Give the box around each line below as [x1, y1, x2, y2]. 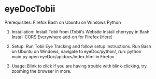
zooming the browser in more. [11, 68, 71, 74]
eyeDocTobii [4, 3, 56, 15]
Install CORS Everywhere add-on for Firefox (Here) [11, 34, 113, 40]
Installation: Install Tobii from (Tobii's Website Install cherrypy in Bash [11, 29, 150, 34]
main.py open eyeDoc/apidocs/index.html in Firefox [11, 53, 114, 59]
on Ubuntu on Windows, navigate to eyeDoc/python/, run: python [11, 48, 142, 54]
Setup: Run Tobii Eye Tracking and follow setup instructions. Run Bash [11, 43, 152, 49]
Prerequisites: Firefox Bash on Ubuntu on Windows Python [4, 19, 121, 25]
